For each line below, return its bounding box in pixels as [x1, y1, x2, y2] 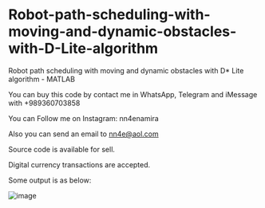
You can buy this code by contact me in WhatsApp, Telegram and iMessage [8, 89, 258, 99]
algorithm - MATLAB [8, 74, 76, 84]
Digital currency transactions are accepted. [8, 159, 151, 169]
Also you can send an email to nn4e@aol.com [8, 129, 159, 139]
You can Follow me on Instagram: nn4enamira [8, 113, 160, 123]
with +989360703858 [8, 98, 81, 108]
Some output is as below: [8, 175, 92, 185]
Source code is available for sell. [8, 144, 116, 154]
